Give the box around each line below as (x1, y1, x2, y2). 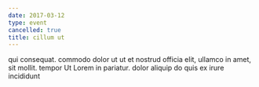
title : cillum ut (8, 33, 65, 42)
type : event (8, 19, 47, 27)
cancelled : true (8, 26, 61, 34)
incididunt (8, 71, 41, 81)
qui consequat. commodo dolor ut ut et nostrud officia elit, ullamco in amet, (8, 55, 252, 64)
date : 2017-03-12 (8, 11, 65, 20)
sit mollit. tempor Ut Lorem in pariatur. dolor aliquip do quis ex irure (8, 63, 224, 73)
